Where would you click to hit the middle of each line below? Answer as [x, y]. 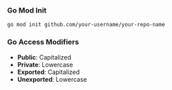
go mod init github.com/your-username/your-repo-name [86, 25]
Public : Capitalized [44, 57]
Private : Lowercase [45, 64]
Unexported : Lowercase [52, 79]
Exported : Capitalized [48, 72]
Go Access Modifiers [43, 42]
